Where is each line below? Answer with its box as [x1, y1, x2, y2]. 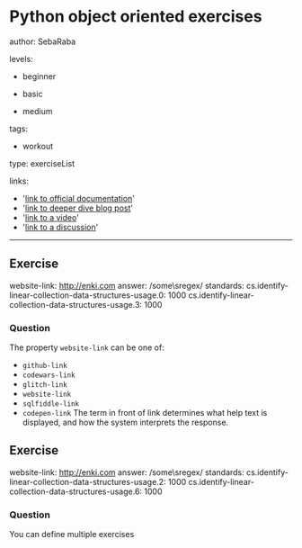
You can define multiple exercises [9, 529, 135, 540]
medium [22, 105, 53, 116]
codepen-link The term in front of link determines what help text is [22, 408, 268, 418]
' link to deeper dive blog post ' [22, 202, 133, 213]
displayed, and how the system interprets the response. [22, 417, 229, 428]
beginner [22, 70, 57, 82]
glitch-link [22, 381, 67, 390]
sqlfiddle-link [22, 400, 80, 409]
